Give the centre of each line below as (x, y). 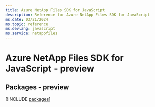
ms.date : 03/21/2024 (27, 19)
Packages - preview (37, 87)
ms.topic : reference (27, 24)
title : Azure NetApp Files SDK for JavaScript (55, 10)
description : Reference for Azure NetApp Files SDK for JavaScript (78, 15)
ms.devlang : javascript (30, 29)
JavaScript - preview (50, 69)
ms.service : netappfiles (31, 33)
